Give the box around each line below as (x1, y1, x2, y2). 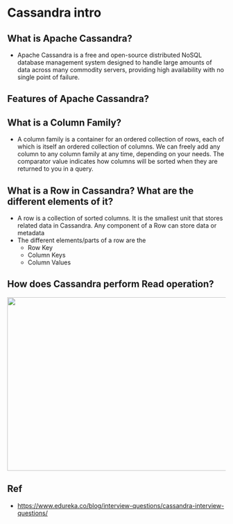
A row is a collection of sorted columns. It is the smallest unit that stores (17, 214, 223, 223)
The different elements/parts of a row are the (17, 236, 146, 244)
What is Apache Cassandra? (7, 33, 133, 44)
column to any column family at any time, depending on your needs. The (17, 150, 225, 158)
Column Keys (27, 251, 66, 260)
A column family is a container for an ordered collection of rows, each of (17, 135, 225, 144)
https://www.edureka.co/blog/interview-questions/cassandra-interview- (17, 501, 225, 509)
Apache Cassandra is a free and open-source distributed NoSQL (17, 51, 202, 59)
